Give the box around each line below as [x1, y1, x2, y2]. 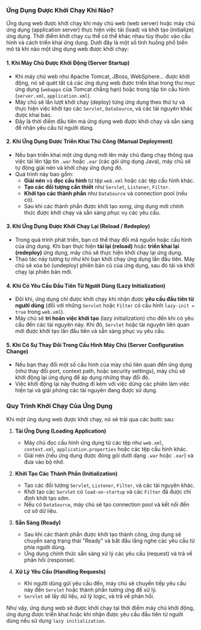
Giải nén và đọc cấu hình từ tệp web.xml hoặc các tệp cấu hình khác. [23, 177, 195, 184]
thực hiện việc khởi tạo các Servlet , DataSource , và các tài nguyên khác [14, 104, 193, 112]
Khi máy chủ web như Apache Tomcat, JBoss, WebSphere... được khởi [14, 72, 190, 80]
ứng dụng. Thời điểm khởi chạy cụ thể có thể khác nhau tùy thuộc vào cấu [6, 33, 191, 40]
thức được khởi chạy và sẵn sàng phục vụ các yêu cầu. [23, 209, 161, 216]
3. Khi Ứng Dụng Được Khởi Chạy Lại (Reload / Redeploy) [6, 223, 150, 230]
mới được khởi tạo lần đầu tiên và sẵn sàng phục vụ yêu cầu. [14, 328, 165, 335]
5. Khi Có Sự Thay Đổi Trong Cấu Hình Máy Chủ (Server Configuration [6, 341, 184, 348]
